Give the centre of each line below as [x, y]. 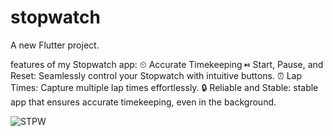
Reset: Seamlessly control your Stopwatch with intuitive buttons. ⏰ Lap [156, 75]
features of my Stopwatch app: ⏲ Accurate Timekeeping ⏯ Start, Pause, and [167, 64]
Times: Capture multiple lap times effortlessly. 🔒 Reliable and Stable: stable [164, 87]
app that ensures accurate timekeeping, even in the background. [143, 102]
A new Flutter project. [55, 45]
